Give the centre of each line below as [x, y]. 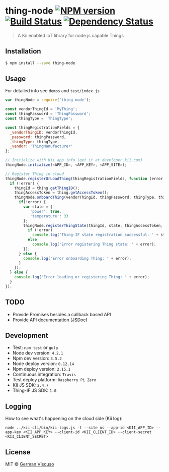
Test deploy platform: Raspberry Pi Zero [54, 380]
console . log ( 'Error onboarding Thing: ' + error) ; [77, 258]
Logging [18, 406]
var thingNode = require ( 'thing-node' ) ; [48, 100]
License [18, 452]
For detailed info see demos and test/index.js [52, 91]
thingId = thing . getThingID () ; [47, 188]
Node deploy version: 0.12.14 [43, 364]
